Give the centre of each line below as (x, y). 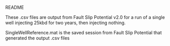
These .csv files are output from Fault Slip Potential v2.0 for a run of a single (85, 17)
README (15, 7)
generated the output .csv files (37, 38)
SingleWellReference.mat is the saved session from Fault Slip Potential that (83, 32)
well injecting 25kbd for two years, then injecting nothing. (65, 23)
